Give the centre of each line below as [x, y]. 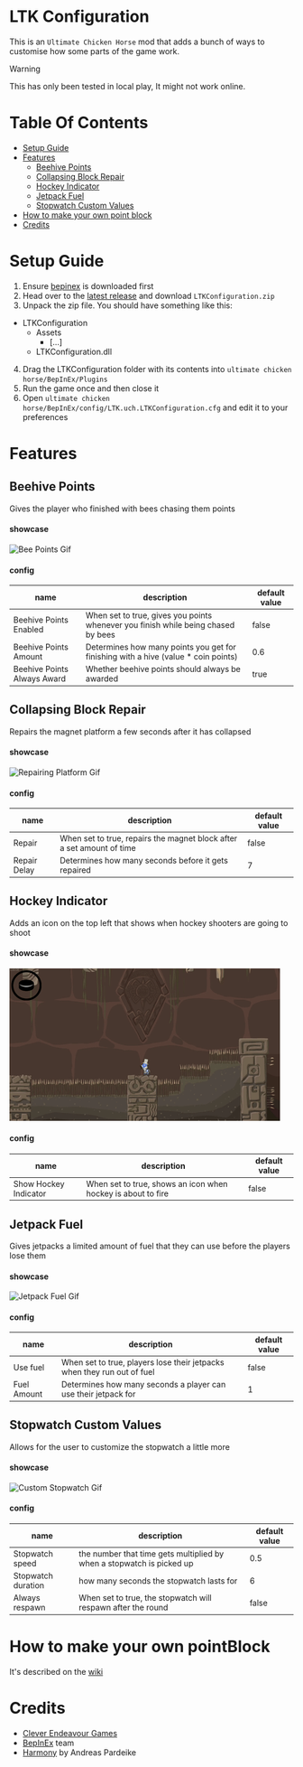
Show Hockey [39, 1183]
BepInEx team [48, 1743]
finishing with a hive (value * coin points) [161, 657]
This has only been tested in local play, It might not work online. [128, 86]
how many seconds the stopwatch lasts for [158, 1580]
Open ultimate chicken [66, 397]
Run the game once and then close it [91, 388]
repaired [76, 870]
